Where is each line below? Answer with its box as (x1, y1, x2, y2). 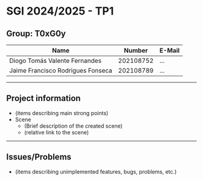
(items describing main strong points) (14, 109, 109, 116)
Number (123, 47, 148, 54)
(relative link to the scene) (24, 128, 89, 136)
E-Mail (159, 47, 180, 54)
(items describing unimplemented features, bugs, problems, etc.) (14, 168, 177, 175)
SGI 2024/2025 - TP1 (6, 4, 114, 18)
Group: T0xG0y (6, 28, 66, 39)
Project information (6, 93, 81, 104)
